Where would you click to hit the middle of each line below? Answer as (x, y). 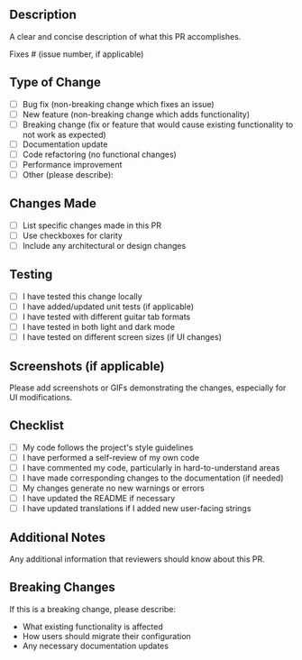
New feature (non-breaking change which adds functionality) (136, 114)
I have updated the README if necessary (99, 499)
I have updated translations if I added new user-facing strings (137, 509)
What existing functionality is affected (93, 627)
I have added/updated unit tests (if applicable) (108, 307)
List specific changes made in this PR (92, 225)
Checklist (37, 426)
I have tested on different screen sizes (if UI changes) (122, 337)
